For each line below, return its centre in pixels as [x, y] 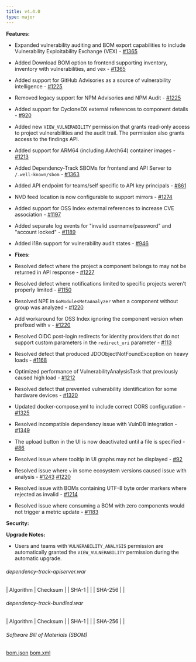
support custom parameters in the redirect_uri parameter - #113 [93, 342]
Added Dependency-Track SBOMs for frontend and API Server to [93, 168]
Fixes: [22, 255]
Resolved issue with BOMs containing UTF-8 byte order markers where [101, 488]
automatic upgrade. [38, 558]
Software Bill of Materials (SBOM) [47, 634]
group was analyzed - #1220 [49, 307]
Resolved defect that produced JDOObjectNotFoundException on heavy [101, 354]
